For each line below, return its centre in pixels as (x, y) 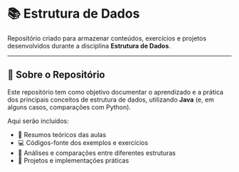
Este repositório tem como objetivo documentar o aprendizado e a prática (116, 92)
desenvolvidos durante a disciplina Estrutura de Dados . (89, 45)
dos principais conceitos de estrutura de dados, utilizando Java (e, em (111, 100)
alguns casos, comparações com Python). (69, 107)
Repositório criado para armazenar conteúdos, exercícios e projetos (107, 38)
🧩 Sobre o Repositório (56, 75)
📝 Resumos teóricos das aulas (62, 134)
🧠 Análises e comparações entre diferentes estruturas (97, 153)
